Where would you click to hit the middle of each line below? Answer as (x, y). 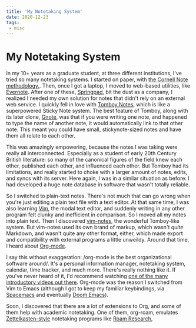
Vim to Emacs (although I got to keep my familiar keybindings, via (85, 289)
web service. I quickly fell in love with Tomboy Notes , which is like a (88, 105)
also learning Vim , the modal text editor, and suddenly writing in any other (96, 209)
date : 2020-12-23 (27, 17)
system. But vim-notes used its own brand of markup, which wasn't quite (95, 227)
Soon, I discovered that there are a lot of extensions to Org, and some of (94, 306)
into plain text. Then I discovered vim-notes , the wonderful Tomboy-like (93, 221)
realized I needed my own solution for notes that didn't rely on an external (96, 98)
